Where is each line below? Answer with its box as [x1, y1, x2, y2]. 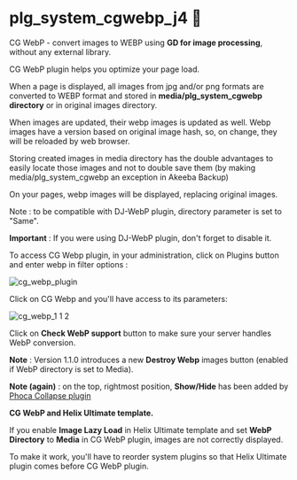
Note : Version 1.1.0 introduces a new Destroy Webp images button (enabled [9, 354, 288, 365]
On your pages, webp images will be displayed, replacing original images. [9, 189, 278, 199]
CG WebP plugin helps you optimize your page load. [9, 64, 200, 74]
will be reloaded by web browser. [9, 135, 130, 146]
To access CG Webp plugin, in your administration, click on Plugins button [9, 250, 279, 260]
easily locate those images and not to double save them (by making [9, 162, 256, 173]
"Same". [9, 215, 39, 226]
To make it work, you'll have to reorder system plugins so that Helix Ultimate [9, 451, 287, 461]
